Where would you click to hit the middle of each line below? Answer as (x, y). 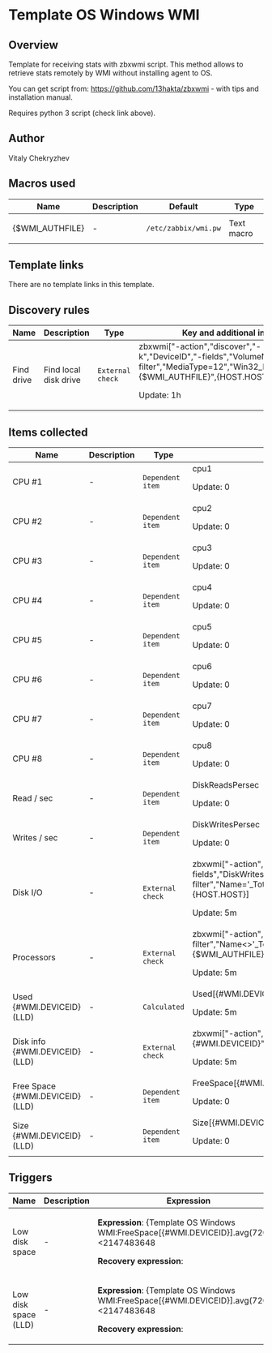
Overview (34, 45)
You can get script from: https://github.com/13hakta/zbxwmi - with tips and (134, 88)
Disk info (29, 1042)
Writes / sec (35, 838)
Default (183, 206)
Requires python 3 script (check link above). (82, 113)
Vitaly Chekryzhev (39, 158)
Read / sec (33, 798)
